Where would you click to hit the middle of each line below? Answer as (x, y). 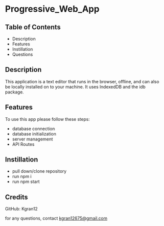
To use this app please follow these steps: (47, 119)
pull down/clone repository (39, 171)
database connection (34, 129)
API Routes (23, 144)
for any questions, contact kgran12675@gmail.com (56, 218)
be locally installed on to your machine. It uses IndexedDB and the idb (75, 87)
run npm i (22, 177)
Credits (17, 197)
